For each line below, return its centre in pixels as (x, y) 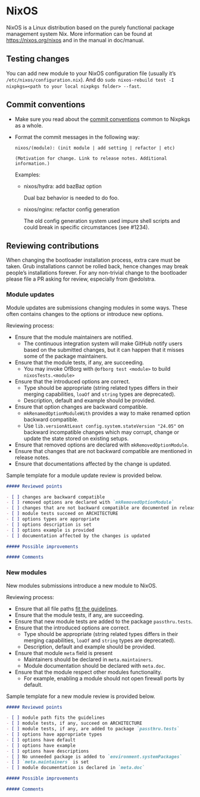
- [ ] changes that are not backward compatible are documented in (92, 508)
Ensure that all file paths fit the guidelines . (66, 609)
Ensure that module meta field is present (64, 653)
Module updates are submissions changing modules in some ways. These (97, 308)
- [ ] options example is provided (50, 530)
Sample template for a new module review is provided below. (81, 696)
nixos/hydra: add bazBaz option (63, 186)
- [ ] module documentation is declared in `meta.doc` (76, 768)
